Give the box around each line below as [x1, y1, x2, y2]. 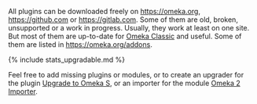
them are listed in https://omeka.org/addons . [8, 40, 153, 49]
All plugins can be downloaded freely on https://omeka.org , [8, 7, 200, 16]
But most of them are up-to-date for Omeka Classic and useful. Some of [8, 31, 242, 41]
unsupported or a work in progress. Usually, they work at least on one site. [8, 23, 250, 32]
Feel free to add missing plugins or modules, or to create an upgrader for [8, 70, 244, 79]
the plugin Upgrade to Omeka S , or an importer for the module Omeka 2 [8, 78, 241, 88]
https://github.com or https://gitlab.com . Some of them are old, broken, [8, 15, 238, 24]
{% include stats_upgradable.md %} [8, 55, 126, 64]
